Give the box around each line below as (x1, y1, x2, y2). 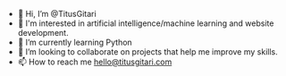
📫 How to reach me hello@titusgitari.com (17, 56, 172, 67)
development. (17, 28, 69, 38)
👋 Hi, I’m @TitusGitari (17, 9, 97, 19)
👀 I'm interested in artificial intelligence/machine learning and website (17, 18, 274, 29)
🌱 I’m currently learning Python (17, 37, 132, 47)
